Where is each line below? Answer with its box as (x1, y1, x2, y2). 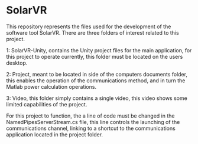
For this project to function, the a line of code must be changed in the (6, 112, 175, 119)
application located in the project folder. (6, 130, 103, 138)
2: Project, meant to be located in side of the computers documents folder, (6, 71, 188, 78)
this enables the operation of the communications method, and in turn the (6, 77, 186, 84)
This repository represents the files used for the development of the (6, 23, 171, 30)
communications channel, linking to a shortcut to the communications (6, 125, 176, 132)
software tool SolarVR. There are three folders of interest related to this (6, 29, 179, 36)
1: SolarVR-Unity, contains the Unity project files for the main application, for (6, 46, 192, 53)
